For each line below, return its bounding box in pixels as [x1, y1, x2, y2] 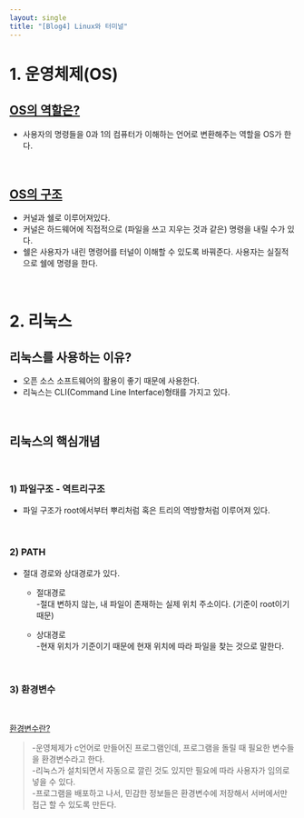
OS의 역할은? [9, 103, 80, 118]
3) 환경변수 [9, 683, 56, 695]
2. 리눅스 [9, 311, 73, 332]
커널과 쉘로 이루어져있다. [22, 213, 111, 224]
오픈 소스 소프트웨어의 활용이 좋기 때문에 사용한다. [22, 375, 200, 386]
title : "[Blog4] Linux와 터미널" [9, 22, 129, 31]
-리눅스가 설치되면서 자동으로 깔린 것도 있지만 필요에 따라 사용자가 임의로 [31, 765, 290, 776]
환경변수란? [9, 723, 51, 734]
